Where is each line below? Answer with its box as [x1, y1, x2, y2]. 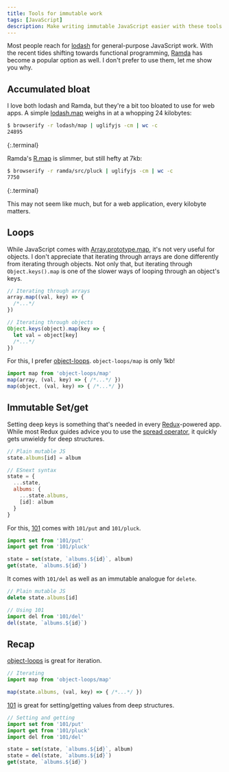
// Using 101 [7, 607, 45, 613]
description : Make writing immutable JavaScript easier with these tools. [7, 23, 226, 30]
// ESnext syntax [7, 467, 57, 473]
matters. [7, 207, 31, 215]
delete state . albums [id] [7, 594, 78, 601]
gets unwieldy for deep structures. [7, 434, 105, 443]
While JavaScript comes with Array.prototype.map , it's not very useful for [7, 245, 215, 253]
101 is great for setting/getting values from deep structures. [7, 701, 175, 709]
